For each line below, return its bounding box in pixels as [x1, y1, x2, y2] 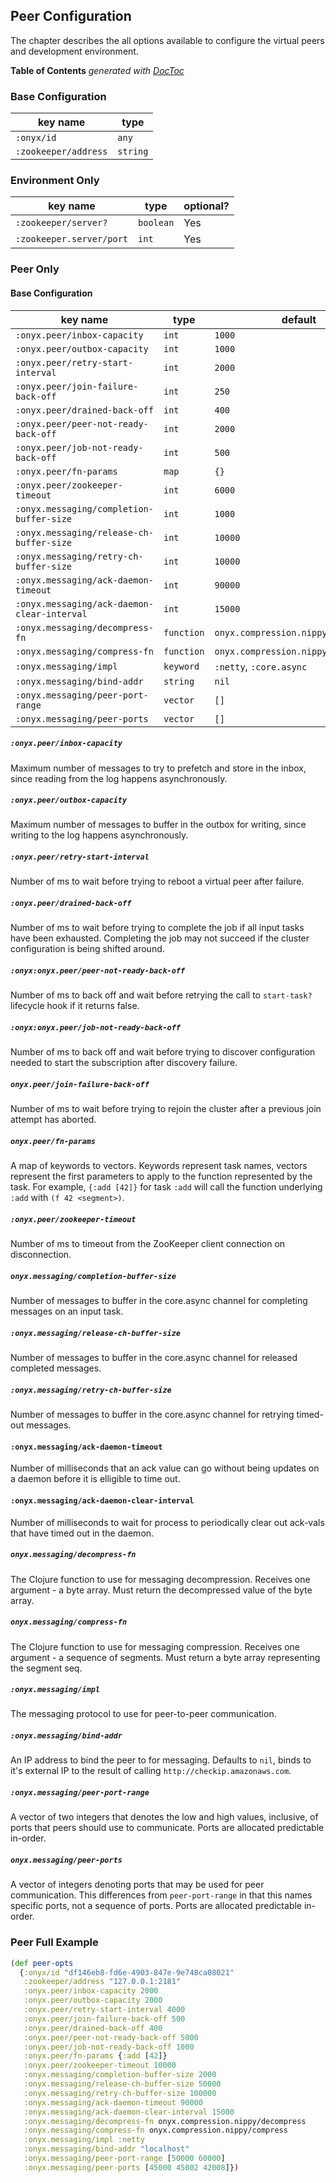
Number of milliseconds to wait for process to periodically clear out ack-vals [10, 1516, 325, 1528]
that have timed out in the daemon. [10, 1527, 155, 1539]
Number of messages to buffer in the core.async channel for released [10, 1352, 298, 1364]
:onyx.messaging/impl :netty [23, 2135, 145, 2145]
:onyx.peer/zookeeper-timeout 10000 [23, 2060, 177, 2071]
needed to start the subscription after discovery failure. [10, 1057, 238, 1069]
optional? [183, 199, 230, 213]
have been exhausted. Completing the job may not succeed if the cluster [10, 932, 310, 944]
